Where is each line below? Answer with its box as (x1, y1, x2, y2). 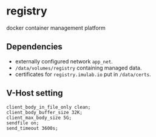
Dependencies (6, 42, 63, 52)
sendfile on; (6, 119, 39, 126)
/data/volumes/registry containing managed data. (15, 64, 142, 71)
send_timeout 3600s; (6, 125, 59, 131)
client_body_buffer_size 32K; (6, 109, 83, 115)
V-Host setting (6, 88, 63, 98)
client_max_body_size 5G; (6, 115, 72, 121)
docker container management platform (6, 24, 106, 31)
